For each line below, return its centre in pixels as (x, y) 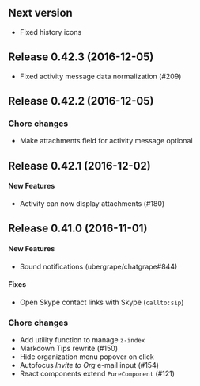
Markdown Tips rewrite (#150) (69, 348)
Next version (40, 13)
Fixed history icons (51, 32)
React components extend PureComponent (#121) (97, 373)
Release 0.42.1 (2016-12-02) (80, 166)
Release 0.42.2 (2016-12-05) (81, 101)
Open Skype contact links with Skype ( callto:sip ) (102, 302)
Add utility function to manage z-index (82, 340)
